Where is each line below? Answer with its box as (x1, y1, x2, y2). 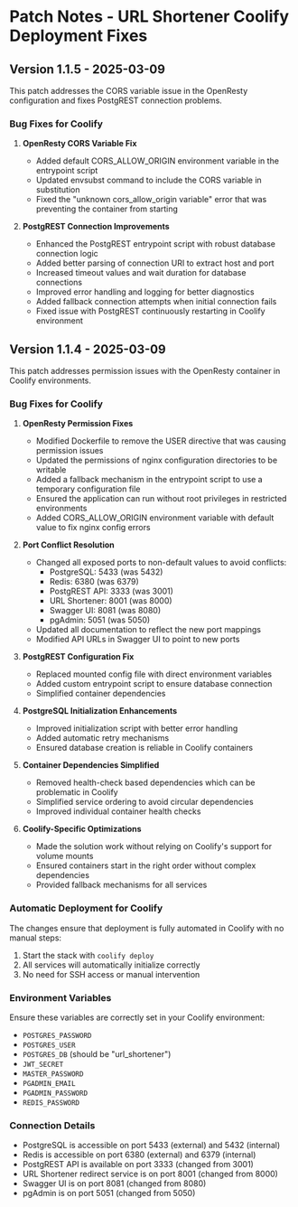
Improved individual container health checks (35, 806, 201, 817)
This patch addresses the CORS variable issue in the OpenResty (9, 86, 248, 96)
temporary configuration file (35, 483, 141, 494)
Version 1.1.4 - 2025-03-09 (9, 342, 166, 357)
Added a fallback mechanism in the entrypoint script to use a (35, 474, 264, 485)
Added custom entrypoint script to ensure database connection (35, 678, 273, 689)
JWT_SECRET (22, 1060, 64, 1069)
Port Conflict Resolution (22, 539, 115, 550)
